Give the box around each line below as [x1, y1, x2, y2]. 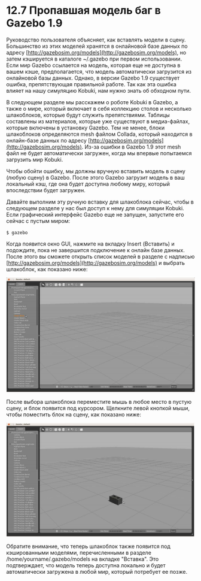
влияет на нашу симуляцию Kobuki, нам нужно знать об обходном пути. [6, 87, 191, 94]
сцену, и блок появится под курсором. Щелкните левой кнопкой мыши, [6, 404, 190, 411]
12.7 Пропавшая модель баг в [6, 4, 162, 17]
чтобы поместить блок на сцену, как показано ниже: [6, 411, 142, 418]
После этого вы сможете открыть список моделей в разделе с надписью [6, 253, 195, 260]
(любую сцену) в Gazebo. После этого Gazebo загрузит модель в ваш [6, 174, 185, 181]
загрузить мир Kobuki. [6, 156, 63, 163]
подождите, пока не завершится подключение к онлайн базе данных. [6, 246, 185, 253]
